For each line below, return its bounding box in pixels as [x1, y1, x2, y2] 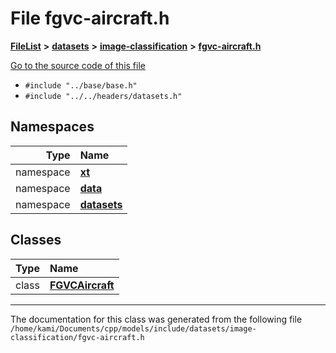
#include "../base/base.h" [24, 80, 138, 91]
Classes [10, 232, 62, 249]
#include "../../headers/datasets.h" [24, 91, 183, 101]
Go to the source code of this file [10, 59, 146, 71]
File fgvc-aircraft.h [10, 7, 170, 30]
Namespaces [10, 118, 95, 136]
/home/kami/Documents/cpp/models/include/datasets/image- [10, 323, 257, 334]
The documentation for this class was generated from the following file [10, 313, 303, 325]
